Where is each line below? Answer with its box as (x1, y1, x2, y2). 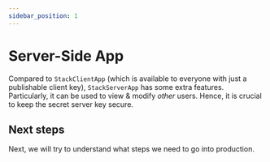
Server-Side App (8, 46, 124, 65)
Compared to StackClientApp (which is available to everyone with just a (8, 74, 247, 83)
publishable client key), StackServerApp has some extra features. (8, 82, 224, 92)
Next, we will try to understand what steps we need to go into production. (8, 144, 255, 154)
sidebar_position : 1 (8, 11, 79, 20)
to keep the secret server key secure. (8, 99, 134, 109)
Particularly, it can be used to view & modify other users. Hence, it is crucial (8, 91, 262, 100)
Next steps (8, 122, 65, 136)
